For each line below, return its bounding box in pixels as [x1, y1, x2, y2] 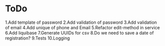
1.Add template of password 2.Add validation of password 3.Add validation [5, 19, 157, 25]
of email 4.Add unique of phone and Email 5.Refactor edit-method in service [5, 24, 160, 30]
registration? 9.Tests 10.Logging [5, 35, 70, 41]
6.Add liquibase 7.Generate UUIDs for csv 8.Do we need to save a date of [5, 30, 154, 36]
